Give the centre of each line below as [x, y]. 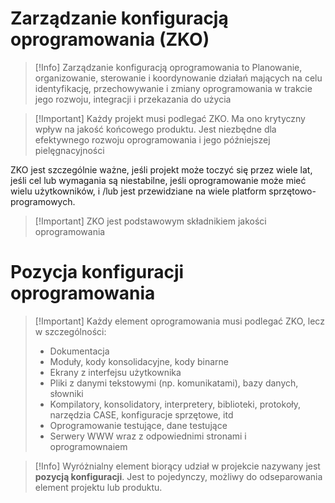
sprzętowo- [292, 191]
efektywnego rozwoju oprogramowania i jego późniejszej [152, 139]
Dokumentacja [79, 351]
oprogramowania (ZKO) [110, 39]
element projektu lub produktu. [98, 487]
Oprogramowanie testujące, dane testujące [138, 425]
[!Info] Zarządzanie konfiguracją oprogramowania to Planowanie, [168, 67]
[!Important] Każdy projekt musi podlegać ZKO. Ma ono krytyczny [170, 118]
